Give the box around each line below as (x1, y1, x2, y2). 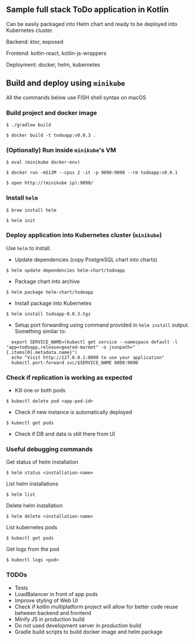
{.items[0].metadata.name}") (6, 349, 78, 355)
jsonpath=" (108, 344, 135, 350)
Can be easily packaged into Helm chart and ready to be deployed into (6, 20, 178, 27)
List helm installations (6, 480, 59, 487)
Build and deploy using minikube (6, 78, 125, 88)
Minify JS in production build (14, 616, 85, 623)
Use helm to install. (6, 245, 51, 252)
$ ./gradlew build (6, 122, 51, 128)
